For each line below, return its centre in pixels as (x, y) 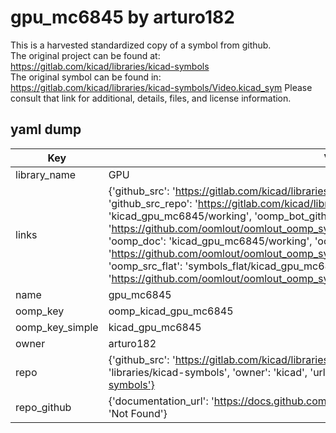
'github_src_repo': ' (153, 203)
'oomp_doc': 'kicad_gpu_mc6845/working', (210, 241)
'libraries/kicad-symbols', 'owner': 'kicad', (208, 372)
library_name (46, 174)
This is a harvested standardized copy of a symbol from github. (141, 45)
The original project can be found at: (85, 55)
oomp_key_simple (57, 327)
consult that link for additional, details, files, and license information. (151, 98)
